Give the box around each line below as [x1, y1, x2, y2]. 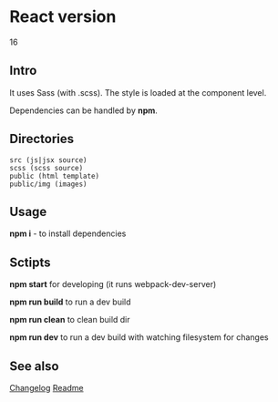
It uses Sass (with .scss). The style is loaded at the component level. [9, 87, 267, 98]
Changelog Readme [9, 383, 84, 393]
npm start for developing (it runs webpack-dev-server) [9, 279, 217, 290]
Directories [9, 131, 75, 147]
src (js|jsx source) [9, 155, 88, 165]
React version [9, 6, 117, 27]
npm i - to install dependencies [9, 228, 127, 239]
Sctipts [9, 254, 52, 270]
